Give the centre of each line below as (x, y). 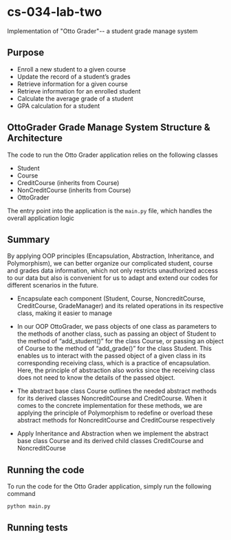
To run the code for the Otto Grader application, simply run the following (109, 486)
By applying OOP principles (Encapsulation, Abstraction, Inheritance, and (111, 256)
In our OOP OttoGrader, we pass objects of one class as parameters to (117, 327)
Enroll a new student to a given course (71, 69)
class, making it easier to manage (64, 313)
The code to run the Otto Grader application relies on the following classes (113, 155)
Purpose (26, 53)
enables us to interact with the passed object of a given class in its (111, 356)
